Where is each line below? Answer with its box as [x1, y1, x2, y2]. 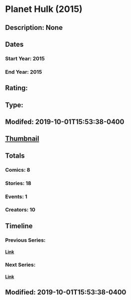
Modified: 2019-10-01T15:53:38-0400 [5, 288, 127, 297]
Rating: [5, 84, 28, 93]
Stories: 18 [5, 180, 31, 187]
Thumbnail [5, 134, 40, 143]
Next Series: [5, 261, 36, 268]
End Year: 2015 [5, 68, 42, 75]
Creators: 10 [5, 206, 36, 213]
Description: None [5, 23, 63, 32]
